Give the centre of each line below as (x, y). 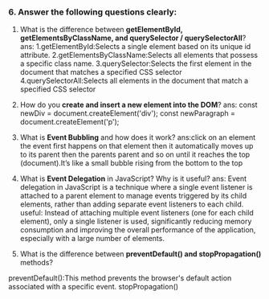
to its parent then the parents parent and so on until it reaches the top (135, 154)
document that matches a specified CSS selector (101, 72)
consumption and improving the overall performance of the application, (138, 230)
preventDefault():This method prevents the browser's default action (120, 278)
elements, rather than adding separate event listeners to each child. (132, 204)
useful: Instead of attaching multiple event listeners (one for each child (137, 213)
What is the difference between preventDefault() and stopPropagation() (141, 254)
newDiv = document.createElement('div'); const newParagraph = (127, 113)
